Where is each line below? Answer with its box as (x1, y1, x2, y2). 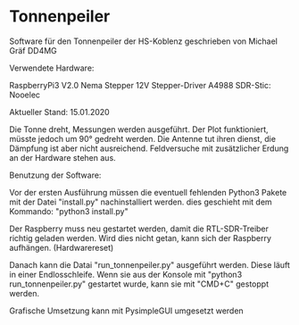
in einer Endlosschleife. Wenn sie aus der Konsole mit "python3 (9, 269, 243, 279)
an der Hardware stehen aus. (9, 152, 116, 162)
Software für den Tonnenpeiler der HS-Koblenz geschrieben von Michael (9, 36, 278, 46)
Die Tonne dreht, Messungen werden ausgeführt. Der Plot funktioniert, (9, 123, 270, 135)
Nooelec (9, 89, 41, 100)
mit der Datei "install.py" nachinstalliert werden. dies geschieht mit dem (9, 196, 272, 207)
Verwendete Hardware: (9, 62, 95, 73)
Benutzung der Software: (9, 170, 102, 180)
